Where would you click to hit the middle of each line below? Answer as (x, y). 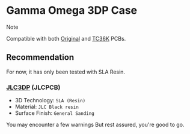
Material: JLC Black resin (47, 107)
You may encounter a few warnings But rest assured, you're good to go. (95, 125)
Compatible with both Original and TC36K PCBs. (66, 38)
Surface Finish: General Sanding (54, 113)
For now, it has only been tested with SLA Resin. (66, 72)
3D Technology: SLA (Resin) (50, 100)
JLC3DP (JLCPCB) (33, 87)
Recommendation (40, 57)
